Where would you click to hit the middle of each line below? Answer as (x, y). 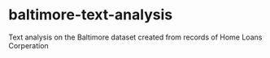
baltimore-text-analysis (91, 15)
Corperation (28, 45)
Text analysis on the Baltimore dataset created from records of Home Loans (135, 37)
